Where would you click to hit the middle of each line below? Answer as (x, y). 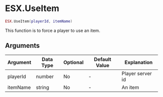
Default (103, 59)
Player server (137, 73)
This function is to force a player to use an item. (53, 30)
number (45, 76)
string (43, 87)
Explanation (139, 62)
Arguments (23, 46)
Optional (73, 62)
